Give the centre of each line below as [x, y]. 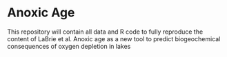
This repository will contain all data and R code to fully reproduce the [105, 32]
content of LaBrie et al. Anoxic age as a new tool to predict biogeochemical [114, 38]
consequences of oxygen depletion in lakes [69, 46]
